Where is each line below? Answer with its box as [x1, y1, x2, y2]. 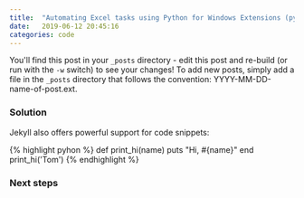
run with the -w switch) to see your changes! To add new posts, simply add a [9, 64, 295, 75]
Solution [9, 106, 48, 118]
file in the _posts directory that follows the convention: [9, 74, 213, 85]
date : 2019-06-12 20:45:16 [9, 22, 119, 31]
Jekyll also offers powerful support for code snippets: [9, 127, 210, 137]
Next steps [9, 176, 59, 189]
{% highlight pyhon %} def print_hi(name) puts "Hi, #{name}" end [9, 144, 254, 155]
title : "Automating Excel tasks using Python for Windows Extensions [9, 13, 281, 23]
